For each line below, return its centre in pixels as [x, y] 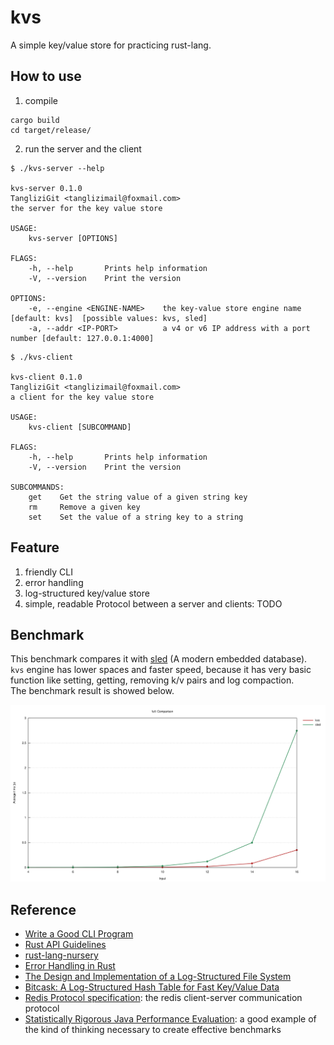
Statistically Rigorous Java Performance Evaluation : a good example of [170, 1019]
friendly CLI [48, 572]
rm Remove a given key [84, 507]
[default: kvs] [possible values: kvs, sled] [109, 318]
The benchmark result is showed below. [92, 691]
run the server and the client [83, 148]
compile [41, 100]
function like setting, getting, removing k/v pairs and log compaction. [152, 680]
